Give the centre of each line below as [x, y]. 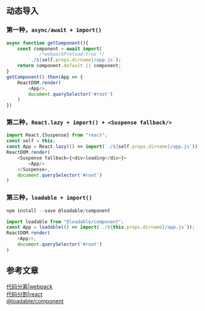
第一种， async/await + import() [54, 30]
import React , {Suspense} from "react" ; [57, 135]
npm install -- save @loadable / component [59, 210]
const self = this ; [31, 141]
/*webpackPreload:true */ [72, 54]
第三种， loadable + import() [49, 197]
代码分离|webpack [30, 287]
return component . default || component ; [69, 66]
